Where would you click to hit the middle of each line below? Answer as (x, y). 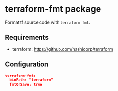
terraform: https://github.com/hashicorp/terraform (62, 49)
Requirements (27, 38)
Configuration (27, 65)
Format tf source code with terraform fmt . (48, 22)
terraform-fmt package (53, 9)
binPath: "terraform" (31, 80)
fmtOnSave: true (26, 85)
